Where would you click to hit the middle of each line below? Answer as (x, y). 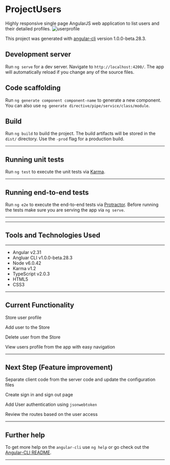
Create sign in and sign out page (39, 395)
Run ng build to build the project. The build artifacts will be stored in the (80, 134)
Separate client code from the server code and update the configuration (80, 379)
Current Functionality (40, 305)
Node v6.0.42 (27, 263)
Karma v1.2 (24, 268)
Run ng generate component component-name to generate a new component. (83, 100)
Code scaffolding (33, 88)
